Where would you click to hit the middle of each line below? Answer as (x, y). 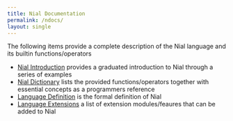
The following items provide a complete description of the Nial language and (116, 47)
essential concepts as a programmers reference (86, 89)
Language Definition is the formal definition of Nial (89, 97)
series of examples (45, 74)
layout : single (29, 26)
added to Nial (37, 111)
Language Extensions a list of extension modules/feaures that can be (116, 104)
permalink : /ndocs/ (35, 20)
